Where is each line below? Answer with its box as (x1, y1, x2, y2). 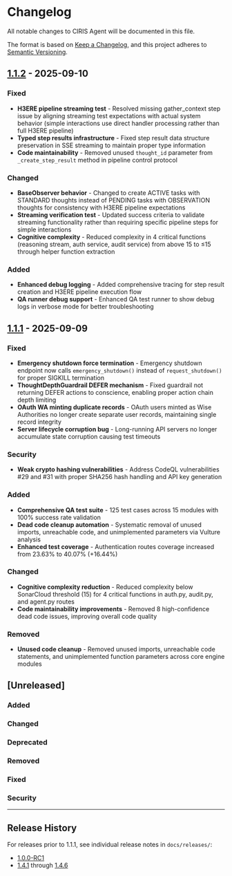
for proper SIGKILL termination (17, 373, 105, 382)
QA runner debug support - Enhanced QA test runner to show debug (17, 295, 215, 304)
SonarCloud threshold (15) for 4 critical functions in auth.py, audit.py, (17, 590, 214, 598)
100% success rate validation (17, 513, 101, 521)
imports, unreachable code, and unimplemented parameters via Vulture (17, 528, 221, 536)
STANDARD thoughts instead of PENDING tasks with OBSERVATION (17, 196, 211, 204)
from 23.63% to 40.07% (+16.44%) (17, 550, 118, 558)
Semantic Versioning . (7, 48, 68, 56)
